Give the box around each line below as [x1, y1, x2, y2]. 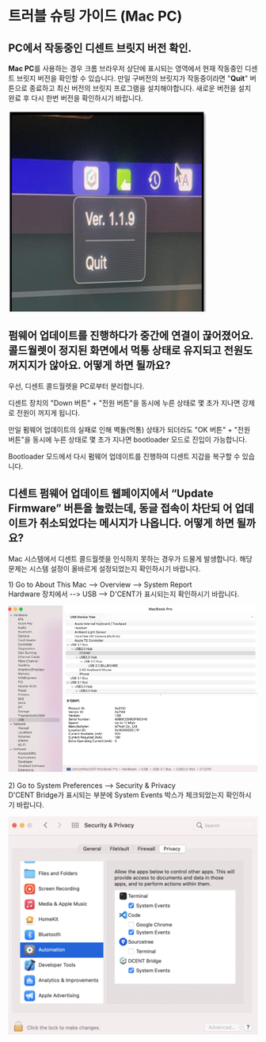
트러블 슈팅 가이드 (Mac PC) [8, 7, 183, 25]
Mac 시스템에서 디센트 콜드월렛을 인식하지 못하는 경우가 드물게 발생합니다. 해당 [8, 553, 253, 563]
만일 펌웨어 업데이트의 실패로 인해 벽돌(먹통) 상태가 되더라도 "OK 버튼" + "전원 [8, 424, 251, 434]
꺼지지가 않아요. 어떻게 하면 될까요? [8, 359, 171, 372]
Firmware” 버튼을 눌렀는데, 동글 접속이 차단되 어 [8, 502, 233, 515]
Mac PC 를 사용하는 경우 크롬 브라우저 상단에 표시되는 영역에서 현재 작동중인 [8, 64, 243, 73]
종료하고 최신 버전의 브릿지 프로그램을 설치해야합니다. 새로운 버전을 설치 [28, 84, 252, 93]
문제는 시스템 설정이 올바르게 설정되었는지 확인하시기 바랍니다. [8, 564, 201, 573]
